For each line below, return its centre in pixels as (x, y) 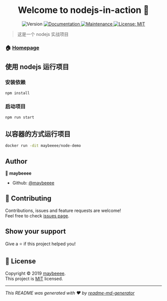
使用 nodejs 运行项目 (37, 67)
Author (16, 161)
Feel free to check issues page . (37, 215)
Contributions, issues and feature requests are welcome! (63, 210)
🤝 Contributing (28, 199)
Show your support (36, 232)
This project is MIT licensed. (34, 279)
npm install (17, 93)
